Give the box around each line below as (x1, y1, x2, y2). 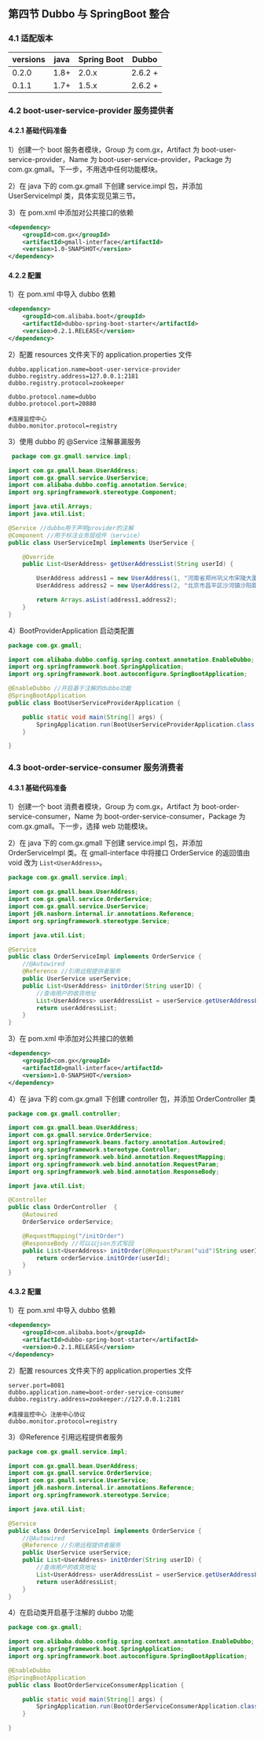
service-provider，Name (8, 154, 89, 164)
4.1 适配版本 (8, 33, 53, 44)
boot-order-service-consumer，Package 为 (104, 812, 246, 822)
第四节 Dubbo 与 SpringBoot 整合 (8, 7, 170, 21)
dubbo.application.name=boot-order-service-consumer (8, 1388, 185, 1396)
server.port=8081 (8, 1381, 65, 1389)
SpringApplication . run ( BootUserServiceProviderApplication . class (36, 720, 255, 729)
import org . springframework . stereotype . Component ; (8, 488, 178, 497)
